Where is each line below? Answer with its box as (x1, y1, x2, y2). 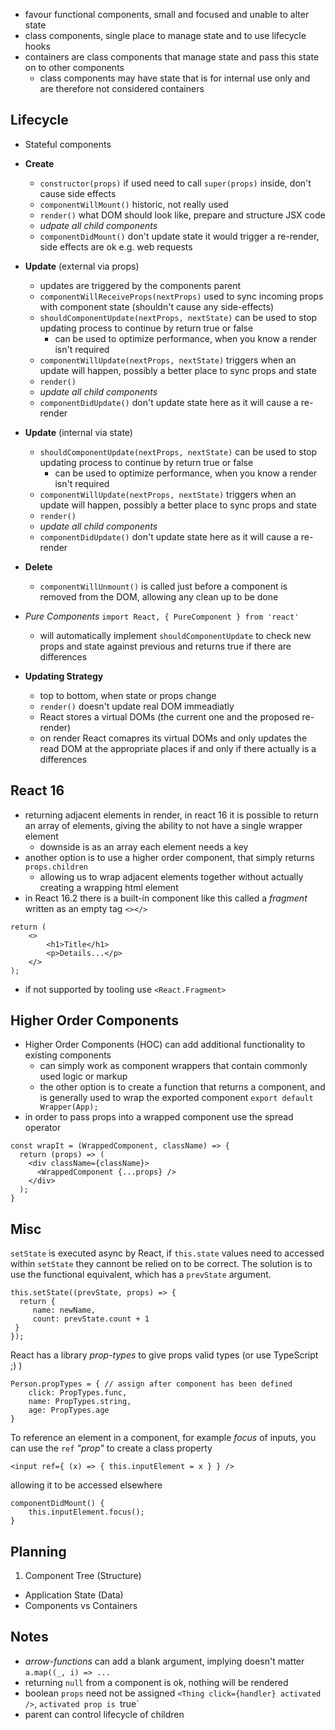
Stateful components (24, 138, 112, 150)
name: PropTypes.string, (28, 1397, 132, 1407)
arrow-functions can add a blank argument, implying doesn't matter (24, 1655, 305, 1667)
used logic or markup (39, 1070, 128, 1083)
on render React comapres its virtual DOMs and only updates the (39, 732, 308, 744)
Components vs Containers (24, 1600, 138, 1612)
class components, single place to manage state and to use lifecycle (24, 30, 307, 41)
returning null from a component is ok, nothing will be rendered (24, 1676, 289, 1688)
